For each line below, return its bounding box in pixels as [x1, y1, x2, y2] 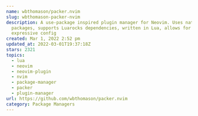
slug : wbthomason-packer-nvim [6, 14, 81, 20]
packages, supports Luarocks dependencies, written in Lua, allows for [11, 25, 192, 31]
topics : [6, 52, 25, 58]
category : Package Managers [6, 101, 75, 107]
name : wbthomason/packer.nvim [6, 8, 81, 15]
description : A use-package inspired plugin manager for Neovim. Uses [6, 19, 183, 25]
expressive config [11, 30, 57, 36]
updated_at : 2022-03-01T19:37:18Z [6, 42, 91, 47]
